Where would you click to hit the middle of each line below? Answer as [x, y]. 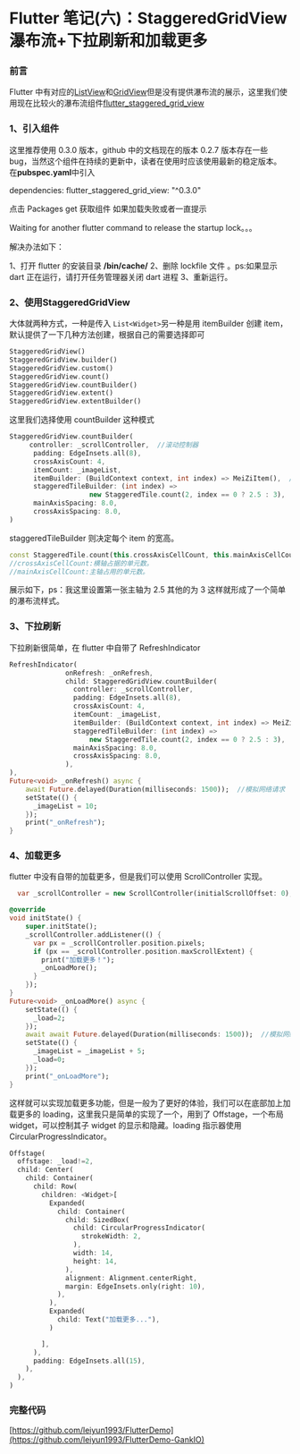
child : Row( [55, 1186]
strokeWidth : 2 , [111, 1237]
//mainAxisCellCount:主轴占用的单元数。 [79, 572]
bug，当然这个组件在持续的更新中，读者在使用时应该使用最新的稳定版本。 [146, 161]
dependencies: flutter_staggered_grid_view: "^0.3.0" [105, 190]
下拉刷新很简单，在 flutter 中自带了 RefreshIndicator [105, 647]
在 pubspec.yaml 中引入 [52, 172]
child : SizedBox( [97, 1220]
